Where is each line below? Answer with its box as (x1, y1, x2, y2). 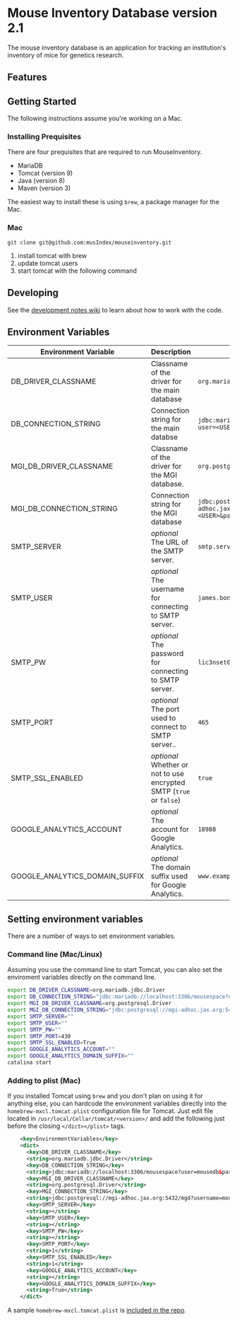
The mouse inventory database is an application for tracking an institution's (7, 43, 226, 52)
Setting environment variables (7, 913, 143, 925)
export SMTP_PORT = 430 (7, 1033, 71, 1040)
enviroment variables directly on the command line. (7, 973, 157, 982)
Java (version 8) (17, 177, 66, 185)
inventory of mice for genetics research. (7, 51, 124, 59)
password (150, 649, 184, 659)
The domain (150, 862, 190, 872)
